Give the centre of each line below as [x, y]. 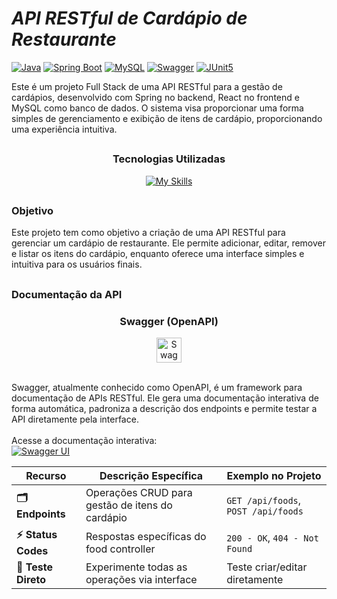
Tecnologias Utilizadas [169, 159]
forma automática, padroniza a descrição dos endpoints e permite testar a [164, 409]
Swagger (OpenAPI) [169, 321]
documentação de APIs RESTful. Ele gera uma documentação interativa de [165, 398]
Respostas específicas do [146, 536]
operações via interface [141, 580]
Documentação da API [67, 294]
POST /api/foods [265, 511]
